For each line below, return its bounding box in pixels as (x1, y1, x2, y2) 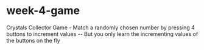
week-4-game (6, 4, 80, 18)
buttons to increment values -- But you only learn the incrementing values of (6, 30, 199, 37)
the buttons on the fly (6, 37, 60, 44)
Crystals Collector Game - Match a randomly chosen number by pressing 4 (6, 24, 195, 31)
